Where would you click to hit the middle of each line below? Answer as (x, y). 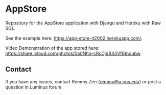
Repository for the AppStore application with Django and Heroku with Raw (83, 23)
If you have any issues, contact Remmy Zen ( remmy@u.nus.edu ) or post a (83, 81)
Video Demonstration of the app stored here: (52, 48)
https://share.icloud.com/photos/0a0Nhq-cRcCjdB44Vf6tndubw (73, 53)
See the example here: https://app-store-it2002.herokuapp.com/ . (74, 38)
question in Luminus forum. (34, 87)
